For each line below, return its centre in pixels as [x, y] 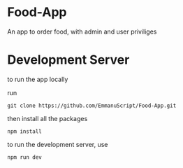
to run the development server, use [58, 144]
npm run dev [24, 157]
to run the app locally [38, 79]
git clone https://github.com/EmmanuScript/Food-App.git [92, 106]
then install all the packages [47, 118]
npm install [24, 131]
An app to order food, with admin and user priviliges [82, 31]
